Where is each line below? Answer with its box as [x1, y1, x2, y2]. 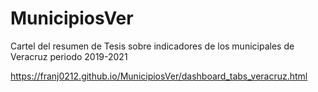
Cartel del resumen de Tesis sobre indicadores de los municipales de [10, 40, 295, 52]
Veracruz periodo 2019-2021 [10, 50, 128, 62]
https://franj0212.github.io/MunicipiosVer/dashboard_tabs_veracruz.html [10, 70, 308, 82]
